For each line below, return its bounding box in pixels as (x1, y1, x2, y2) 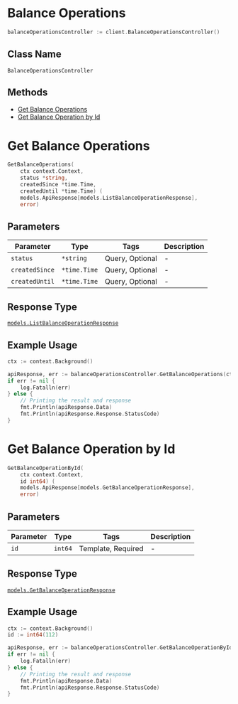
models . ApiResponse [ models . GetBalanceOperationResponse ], (20, 484, 195, 491)
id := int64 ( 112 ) (7, 631, 59, 639)
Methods (7, 87, 48, 99)
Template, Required (79, 543, 144, 553)
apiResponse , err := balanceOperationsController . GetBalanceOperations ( (7, 370, 227, 378)
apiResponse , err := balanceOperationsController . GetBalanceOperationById (7, 644, 233, 651)
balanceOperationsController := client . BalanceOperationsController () (7, 28, 220, 36)
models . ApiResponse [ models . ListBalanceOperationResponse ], (20, 194, 198, 201)
